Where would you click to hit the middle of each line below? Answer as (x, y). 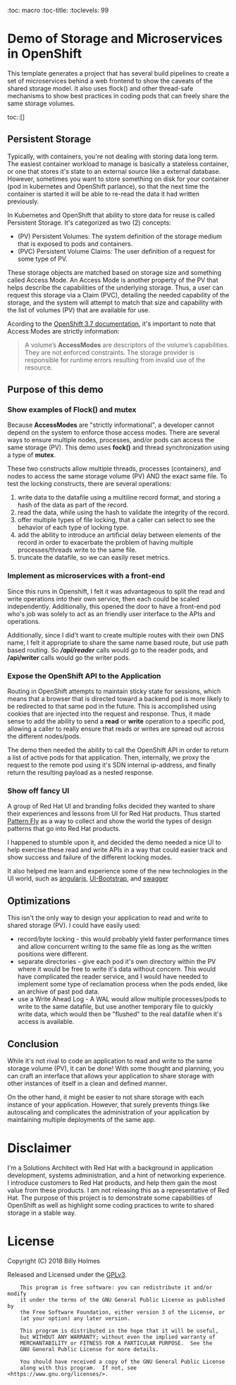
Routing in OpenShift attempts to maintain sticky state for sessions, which (114, 691)
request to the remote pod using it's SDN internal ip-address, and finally (112, 765)
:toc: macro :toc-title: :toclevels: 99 (58, 10)
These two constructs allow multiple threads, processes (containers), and (114, 468)
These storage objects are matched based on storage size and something (114, 272)
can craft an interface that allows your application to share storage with (111, 1075)
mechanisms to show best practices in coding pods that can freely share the (118, 95)
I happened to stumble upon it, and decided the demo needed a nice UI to (114, 842)
